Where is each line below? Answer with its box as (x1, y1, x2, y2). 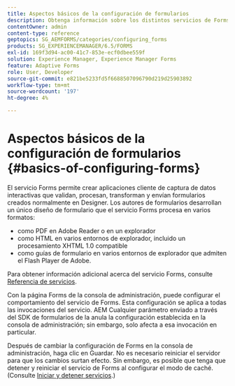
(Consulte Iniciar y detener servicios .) (7, 371, 116, 379)
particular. (7, 327, 36, 336)
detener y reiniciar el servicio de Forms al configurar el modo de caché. (7, 364, 213, 372)
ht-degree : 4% (7, 95, 49, 102)
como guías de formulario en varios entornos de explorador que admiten (17, 248, 227, 257)
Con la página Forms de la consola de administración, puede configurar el (7, 290, 220, 299)
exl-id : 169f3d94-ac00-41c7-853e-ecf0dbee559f (7, 50, 145, 57)
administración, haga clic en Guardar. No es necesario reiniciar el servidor (7, 348, 220, 357)
